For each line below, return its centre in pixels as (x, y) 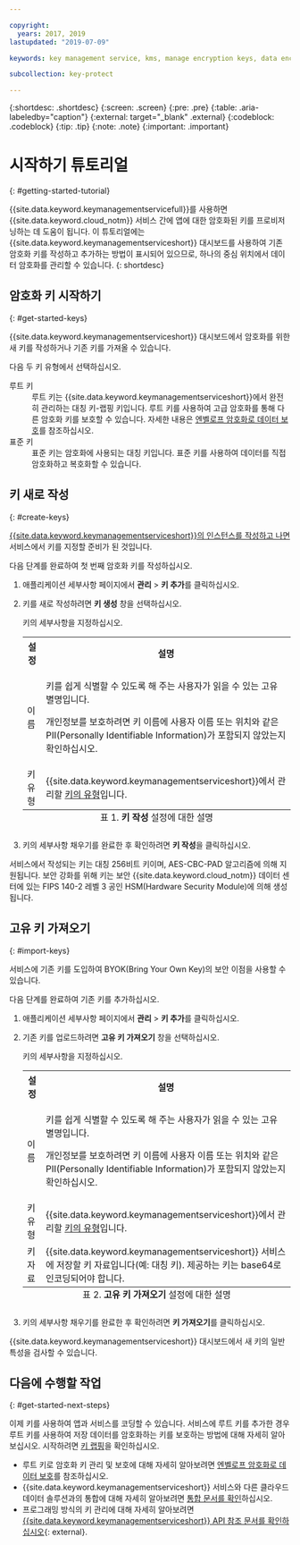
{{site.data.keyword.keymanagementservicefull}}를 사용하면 (118, 209)
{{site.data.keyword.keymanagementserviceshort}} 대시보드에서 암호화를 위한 (150, 336)
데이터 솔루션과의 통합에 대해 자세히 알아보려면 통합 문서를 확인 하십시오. (147, 1499)
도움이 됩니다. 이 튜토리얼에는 (94, 232)
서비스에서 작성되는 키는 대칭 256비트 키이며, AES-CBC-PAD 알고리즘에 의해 (144, 864)
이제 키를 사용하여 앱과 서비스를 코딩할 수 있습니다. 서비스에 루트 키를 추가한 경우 (150, 1423)
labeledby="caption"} (49, 117)
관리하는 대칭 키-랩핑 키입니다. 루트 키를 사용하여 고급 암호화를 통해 (158, 408)
